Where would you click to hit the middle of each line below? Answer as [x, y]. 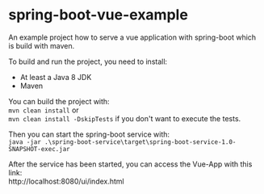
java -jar [25, 142]
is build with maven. [42, 45]
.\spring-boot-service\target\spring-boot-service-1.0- [140, 142]
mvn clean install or [44, 110]
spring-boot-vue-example [98, 15]
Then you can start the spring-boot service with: [89, 134]
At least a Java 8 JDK [56, 77]
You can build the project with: [59, 101]
